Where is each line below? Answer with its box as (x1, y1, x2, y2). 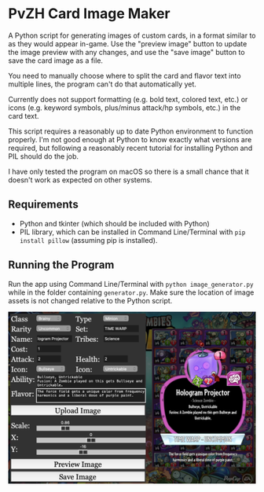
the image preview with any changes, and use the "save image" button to (8, 47, 245, 57)
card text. (8, 111, 39, 120)
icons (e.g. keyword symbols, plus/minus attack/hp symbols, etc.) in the (8, 103, 241, 112)
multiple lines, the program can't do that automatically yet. (8, 79, 196, 89)
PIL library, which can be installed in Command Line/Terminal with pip (19, 227, 246, 237)
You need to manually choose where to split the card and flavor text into (8, 71, 241, 80)
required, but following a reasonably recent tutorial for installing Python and (8, 143, 253, 152)
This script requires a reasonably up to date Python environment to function (8, 127, 254, 136)
